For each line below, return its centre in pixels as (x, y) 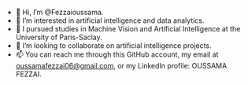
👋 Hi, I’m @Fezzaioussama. (59, 12)
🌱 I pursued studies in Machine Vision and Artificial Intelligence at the (128, 29)
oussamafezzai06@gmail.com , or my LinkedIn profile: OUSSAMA (121, 66)
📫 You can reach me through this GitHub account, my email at (117, 54)
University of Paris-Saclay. (59, 37)
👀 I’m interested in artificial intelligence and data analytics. (110, 20)
